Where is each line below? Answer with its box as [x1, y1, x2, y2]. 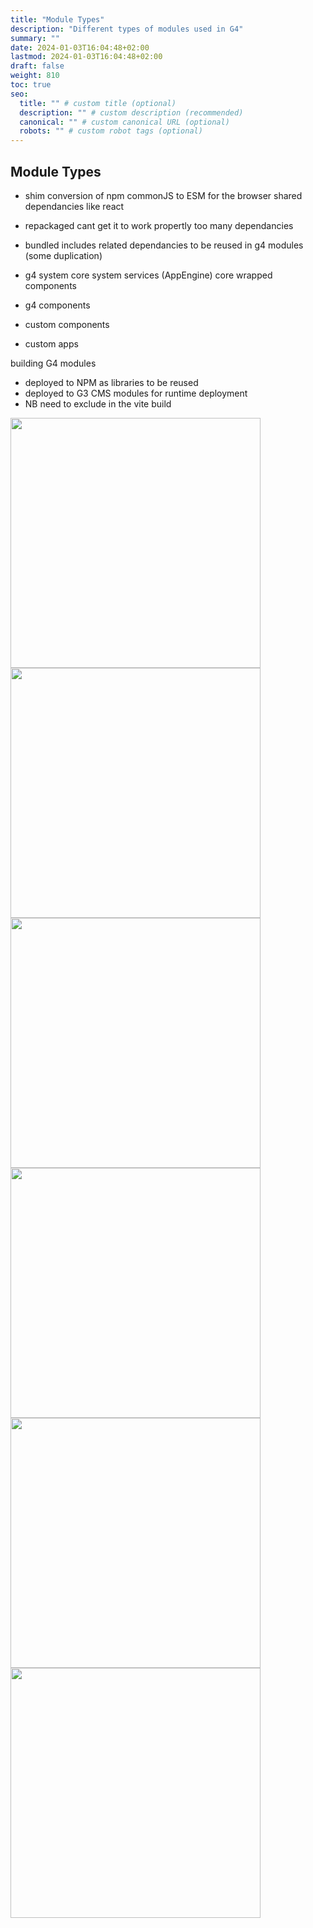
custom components [24, 318, 110, 330]
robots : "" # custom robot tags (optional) [19, 126, 203, 136]
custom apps [24, 337, 79, 350]
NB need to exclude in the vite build [24, 397, 172, 410]
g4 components [24, 299, 91, 311]
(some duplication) [24, 249, 103, 261]
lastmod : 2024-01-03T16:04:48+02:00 [10, 52, 163, 62]
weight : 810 [10, 71, 60, 81]
